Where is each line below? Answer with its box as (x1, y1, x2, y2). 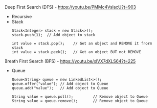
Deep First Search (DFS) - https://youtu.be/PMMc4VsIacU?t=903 (4, 4, 136, 10)
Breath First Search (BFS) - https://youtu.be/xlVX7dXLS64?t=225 (4, 58, 136, 64)
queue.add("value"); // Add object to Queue (11, 86, 109, 90)
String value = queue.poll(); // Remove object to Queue (11, 94, 148, 99)
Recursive (11, 14, 32, 19)
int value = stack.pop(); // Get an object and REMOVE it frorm (11, 41, 152, 46)
